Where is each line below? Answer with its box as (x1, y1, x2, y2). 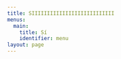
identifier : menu (19, 35, 69, 42)
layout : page (7, 41, 44, 48)
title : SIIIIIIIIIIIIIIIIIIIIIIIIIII (7, 9, 115, 17)
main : (13, 22, 29, 29)
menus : (7, 16, 26, 23)
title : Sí (19, 28, 48, 36)
